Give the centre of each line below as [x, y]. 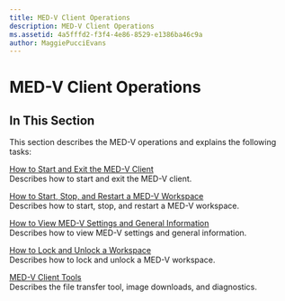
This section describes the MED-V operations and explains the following [143, 142]
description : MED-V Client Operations [82, 26]
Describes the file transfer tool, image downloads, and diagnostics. [134, 287]
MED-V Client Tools [45, 278]
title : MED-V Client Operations [70, 18]
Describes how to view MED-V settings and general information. [128, 233]
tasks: [21, 152]
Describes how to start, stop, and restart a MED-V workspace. [125, 206]
